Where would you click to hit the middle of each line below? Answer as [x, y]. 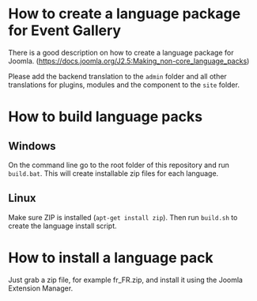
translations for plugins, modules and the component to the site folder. [124, 85]
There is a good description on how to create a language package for [121, 52]
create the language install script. [62, 226]
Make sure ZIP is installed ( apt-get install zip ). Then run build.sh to [123, 217]
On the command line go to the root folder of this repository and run [119, 165]
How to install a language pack [111, 257]
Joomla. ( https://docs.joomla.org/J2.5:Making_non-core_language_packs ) [129, 61]
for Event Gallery [64, 30]
